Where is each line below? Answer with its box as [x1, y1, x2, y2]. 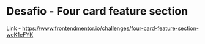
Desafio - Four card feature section [6, 4, 188, 18]
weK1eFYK [6, 31, 34, 38]
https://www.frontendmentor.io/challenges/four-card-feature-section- [22, 24, 199, 32]
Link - [6, 24, 21, 32]
